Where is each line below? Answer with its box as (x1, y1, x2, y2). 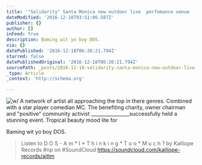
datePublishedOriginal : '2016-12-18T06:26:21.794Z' (6, 59, 138, 65)
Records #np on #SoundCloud (20, 146, 96, 154)
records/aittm (20, 152, 55, 160)
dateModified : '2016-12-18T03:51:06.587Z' (6, 14, 114, 20)
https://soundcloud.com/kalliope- (97, 146, 180, 154)
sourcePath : (6, 64, 36, 71)
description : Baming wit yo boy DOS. (6, 37, 101, 43)
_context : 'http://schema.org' (6, 76, 85, 82)
